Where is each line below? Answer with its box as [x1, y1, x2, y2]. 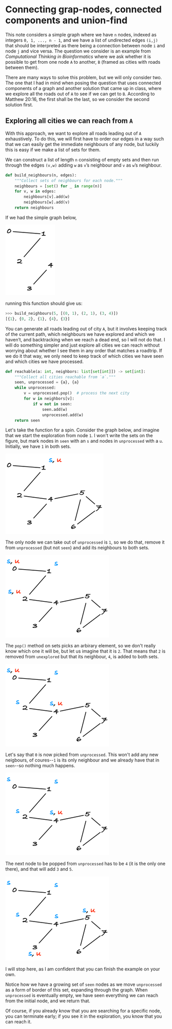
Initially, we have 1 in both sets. [5, 443, 71, 449]
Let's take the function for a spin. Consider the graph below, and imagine [5, 427, 160, 433]
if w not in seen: [32, 401, 72, 407]
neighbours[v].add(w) [24, 194, 70, 200]
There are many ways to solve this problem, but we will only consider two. [5, 74, 162, 80]
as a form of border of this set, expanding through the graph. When [5, 987, 148, 993]
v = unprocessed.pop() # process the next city [24, 391, 130, 396]
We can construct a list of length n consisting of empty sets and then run [5, 156, 159, 163]
